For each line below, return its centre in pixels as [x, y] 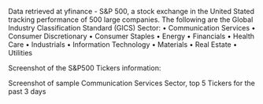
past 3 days [27, 91]
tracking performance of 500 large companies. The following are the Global [131, 20]
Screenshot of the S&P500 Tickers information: [85, 68]
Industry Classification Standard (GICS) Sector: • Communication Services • [132, 28]
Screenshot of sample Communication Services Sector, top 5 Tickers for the [132, 83]
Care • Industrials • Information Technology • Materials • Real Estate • [123, 45]
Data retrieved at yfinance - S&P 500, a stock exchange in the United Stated [131, 11]
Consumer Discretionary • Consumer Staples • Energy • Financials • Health [131, 36]
